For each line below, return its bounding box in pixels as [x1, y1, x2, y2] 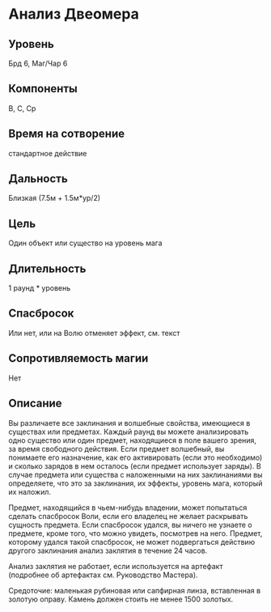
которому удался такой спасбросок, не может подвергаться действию [8, 537, 256, 546]
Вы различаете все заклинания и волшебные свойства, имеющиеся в [8, 418, 251, 427]
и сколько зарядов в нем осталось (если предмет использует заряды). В [8, 461, 261, 470]
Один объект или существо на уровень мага [8, 238, 163, 248]
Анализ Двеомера [8, 5, 139, 23]
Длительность [8, 261, 87, 275]
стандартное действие [8, 148, 87, 158]
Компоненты [8, 82, 78, 96]
